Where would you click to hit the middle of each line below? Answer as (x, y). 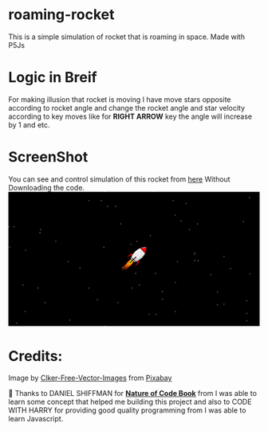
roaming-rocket (61, 15)
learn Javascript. (36, 419)
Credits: (35, 356)
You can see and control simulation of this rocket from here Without (119, 179)
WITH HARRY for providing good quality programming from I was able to (127, 410)
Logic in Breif (53, 78)
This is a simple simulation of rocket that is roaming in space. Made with (127, 37)
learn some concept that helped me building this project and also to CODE (130, 402)
